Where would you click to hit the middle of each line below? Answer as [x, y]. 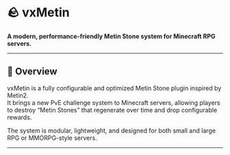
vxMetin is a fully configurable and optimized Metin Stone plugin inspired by [114, 88]
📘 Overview [32, 72]
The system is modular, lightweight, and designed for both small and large [112, 130]
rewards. [20, 117]
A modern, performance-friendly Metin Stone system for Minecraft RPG [111, 36]
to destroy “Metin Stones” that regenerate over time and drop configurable [112, 110]
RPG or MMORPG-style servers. [52, 138]
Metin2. [18, 95]
